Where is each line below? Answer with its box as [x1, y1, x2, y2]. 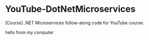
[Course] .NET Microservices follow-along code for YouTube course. [5, 20, 144, 26]
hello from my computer [5, 29, 54, 35]
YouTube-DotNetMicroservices [5, 3, 136, 15]
